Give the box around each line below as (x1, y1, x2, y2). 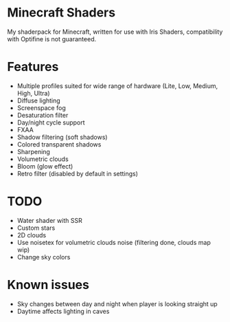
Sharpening (16, 147, 50, 155)
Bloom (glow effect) (16, 162, 73, 170)
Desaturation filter (16, 111, 69, 119)
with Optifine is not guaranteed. (7, 34, 97, 43)
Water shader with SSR (16, 216, 82, 224)
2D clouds (16, 230, 47, 239)
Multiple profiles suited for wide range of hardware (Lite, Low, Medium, (16, 81, 218, 90)
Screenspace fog (16, 103, 67, 111)
